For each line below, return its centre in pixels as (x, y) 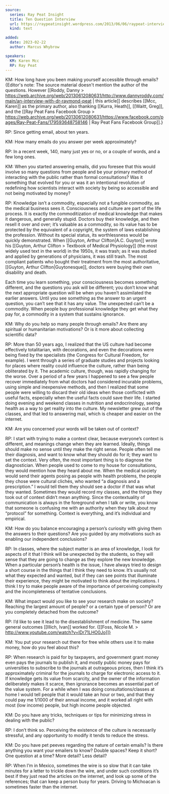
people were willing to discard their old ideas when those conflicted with (80, 392)
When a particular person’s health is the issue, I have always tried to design (83, 565)
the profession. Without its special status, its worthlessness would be (77, 235)
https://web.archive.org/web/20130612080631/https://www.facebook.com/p (84, 117)
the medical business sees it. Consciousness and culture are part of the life (83, 209)
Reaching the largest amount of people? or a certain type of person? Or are (83, 607)
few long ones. (21, 157)
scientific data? (21, 335)
